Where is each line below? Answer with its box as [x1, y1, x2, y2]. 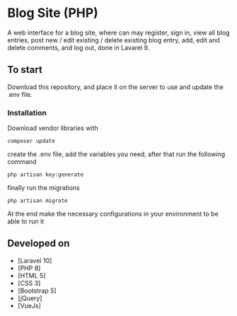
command [7, 158, 37, 166]
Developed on [7, 238, 70, 250]
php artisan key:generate [7, 171, 83, 178]
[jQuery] [17, 293, 42, 302]
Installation [7, 107, 47, 117]
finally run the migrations [7, 184, 80, 192]
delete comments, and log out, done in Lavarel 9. [7, 43, 150, 52]
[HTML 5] [17, 271, 46, 280]
